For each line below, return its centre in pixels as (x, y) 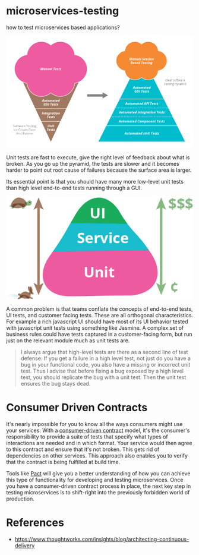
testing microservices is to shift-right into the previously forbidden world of (98, 492)
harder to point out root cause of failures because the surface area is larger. (99, 170)
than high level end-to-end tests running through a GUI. (74, 188)
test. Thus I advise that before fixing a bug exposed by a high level (102, 371)
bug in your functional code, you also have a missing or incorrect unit (105, 364)
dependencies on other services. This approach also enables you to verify (97, 455)
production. (20, 499)
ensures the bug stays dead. (56, 383)
